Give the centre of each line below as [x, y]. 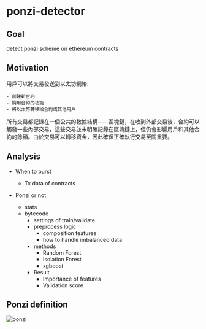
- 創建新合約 [21, 96]
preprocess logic [55, 226]
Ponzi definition [37, 305]
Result [42, 272]
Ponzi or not [31, 195]
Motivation [28, 68]
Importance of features [72, 279]
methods [45, 246]
